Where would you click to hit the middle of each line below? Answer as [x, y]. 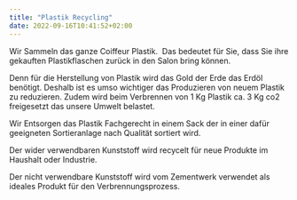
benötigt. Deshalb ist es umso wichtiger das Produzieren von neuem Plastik [147, 87]
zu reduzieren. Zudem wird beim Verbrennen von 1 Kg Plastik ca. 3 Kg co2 [145, 96]
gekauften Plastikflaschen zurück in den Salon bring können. [120, 60]
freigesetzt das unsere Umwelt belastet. [82, 106]
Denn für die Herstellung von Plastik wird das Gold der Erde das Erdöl [136, 77]
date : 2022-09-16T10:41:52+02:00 [71, 26]
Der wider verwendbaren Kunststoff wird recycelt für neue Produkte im [139, 150]
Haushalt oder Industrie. [53, 159]
